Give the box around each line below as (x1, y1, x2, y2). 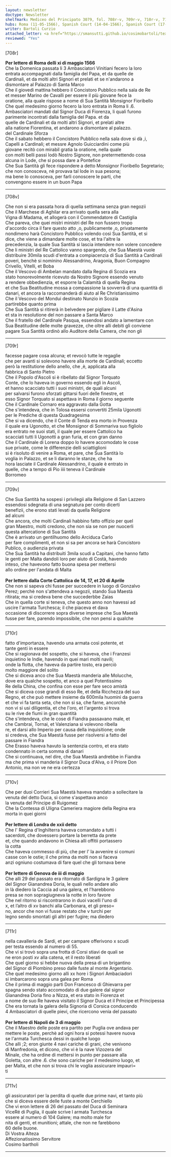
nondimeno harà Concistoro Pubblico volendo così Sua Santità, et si (5, 230, 148, 236)
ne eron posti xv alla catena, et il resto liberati (5, 954, 101, 960)
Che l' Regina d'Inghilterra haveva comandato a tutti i (5, 827, 117, 833)
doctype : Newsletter (5, 12, 49, 17)
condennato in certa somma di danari (5, 748, 84, 754)
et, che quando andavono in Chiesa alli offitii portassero (5, 837, 122, 844)
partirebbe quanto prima (5, 301, 56, 307)
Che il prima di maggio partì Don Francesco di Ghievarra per (5, 981, 131, 987)
